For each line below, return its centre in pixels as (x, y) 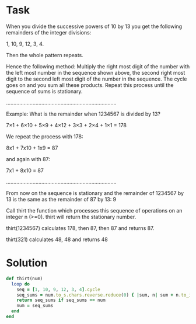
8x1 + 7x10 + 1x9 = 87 (32, 148)
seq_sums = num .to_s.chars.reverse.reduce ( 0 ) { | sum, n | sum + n (98, 295)
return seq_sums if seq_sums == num (61, 300)
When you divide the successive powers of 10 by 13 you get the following (94, 26)
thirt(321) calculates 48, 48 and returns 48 (57, 239)
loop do (21, 284)
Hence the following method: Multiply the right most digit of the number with (98, 66)
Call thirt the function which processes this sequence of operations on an (94, 210)
